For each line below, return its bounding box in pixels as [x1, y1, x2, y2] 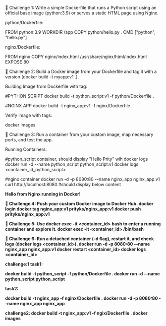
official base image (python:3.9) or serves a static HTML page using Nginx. [5, 10, 159, 16]
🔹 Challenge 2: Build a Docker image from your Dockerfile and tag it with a [5, 68, 157, 74]
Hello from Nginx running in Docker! [5, 191, 81, 197]
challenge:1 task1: [5, 261, 43, 267]
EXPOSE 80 [5, 59, 29, 65]
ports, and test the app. [5, 137, 53, 142]
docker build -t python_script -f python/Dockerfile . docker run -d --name [5, 271, 160, 276]
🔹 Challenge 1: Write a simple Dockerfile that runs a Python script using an [5, 5, 157, 10]
